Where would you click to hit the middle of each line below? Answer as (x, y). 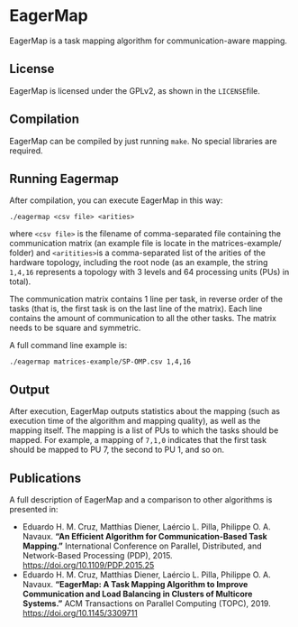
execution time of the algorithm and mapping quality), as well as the (135, 421)
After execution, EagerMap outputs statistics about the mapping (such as (145, 411)
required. (26, 151)
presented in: (34, 509)
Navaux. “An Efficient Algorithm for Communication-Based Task (144, 536)
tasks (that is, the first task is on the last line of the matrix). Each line (136, 309)
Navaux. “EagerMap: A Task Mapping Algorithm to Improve (135, 584)
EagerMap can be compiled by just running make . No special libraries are (143, 141)
